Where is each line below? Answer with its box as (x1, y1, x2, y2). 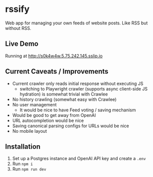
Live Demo (5, 40, 39, 48)
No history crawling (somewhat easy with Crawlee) (12, 96, 117, 102)
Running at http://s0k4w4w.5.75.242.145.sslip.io (5, 53, 103, 59)
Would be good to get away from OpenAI (12, 112, 96, 118)
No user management (12, 101, 57, 107)
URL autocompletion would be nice (12, 117, 84, 123)
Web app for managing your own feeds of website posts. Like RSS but (5, 20, 148, 26)
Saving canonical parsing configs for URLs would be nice (12, 123, 130, 129)
